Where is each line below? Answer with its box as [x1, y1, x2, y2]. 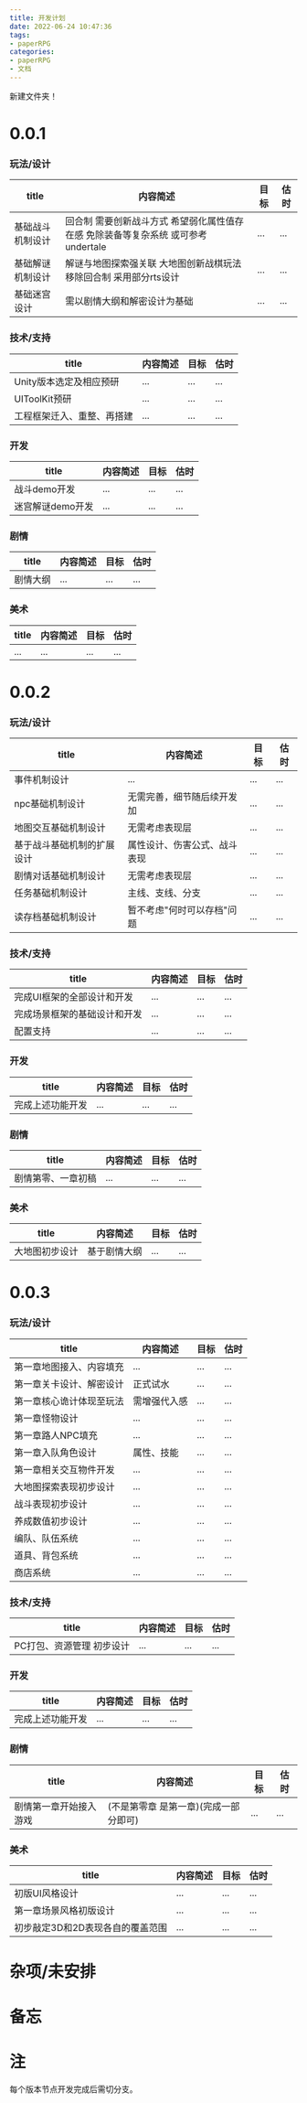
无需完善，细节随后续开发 [127, 790, 238, 803]
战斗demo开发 [14, 482, 76, 495]
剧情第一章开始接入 [14, 1799, 98, 1812]
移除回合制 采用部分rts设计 [65, 271, 180, 284]
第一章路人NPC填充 [14, 1429, 98, 1442]
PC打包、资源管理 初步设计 [14, 1639, 131, 1652]
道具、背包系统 [14, 1549, 79, 1561]
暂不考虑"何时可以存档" [127, 904, 228, 917]
